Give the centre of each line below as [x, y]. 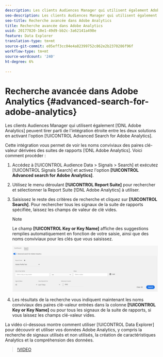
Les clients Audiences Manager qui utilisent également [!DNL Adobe [73, 125]
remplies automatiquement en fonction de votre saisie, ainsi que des [80, 234]
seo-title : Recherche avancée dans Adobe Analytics [58, 20]
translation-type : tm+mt [30, 41]
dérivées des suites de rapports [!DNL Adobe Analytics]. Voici [80, 150]
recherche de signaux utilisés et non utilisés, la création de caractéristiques [81, 335]
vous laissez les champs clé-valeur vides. [54, 315]
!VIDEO [24, 349]
